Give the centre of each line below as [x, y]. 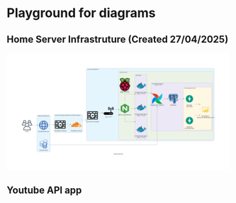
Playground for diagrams [82, 13]
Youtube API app [44, 191]
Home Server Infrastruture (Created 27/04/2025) [118, 39]
